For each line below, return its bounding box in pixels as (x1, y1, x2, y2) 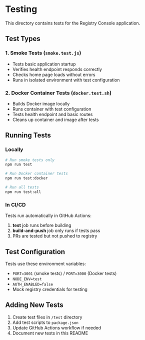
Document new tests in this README (12, 330, 88, 336)
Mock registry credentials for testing (12, 286, 87, 292)
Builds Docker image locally (12, 100, 70, 106)
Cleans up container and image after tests (12, 116, 99, 122)
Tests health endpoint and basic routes (12, 111, 93, 117)
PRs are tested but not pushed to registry (12, 233, 97, 239)
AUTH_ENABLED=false (12, 281, 53, 287)
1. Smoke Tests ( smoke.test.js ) (5, 49, 81, 56)
